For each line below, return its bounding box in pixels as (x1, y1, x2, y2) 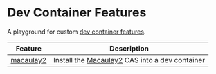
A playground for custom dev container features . (7, 27, 146, 36)
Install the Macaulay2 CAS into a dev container (53, 55, 206, 64)
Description (109, 43, 150, 53)
